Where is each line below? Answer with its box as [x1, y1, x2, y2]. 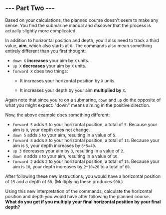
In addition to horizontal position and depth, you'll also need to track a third [5, 37, 160, 43]
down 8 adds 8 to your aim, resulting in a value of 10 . [12, 153, 119, 159]
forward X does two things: [12, 68, 68, 74]
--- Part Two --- [5, 4, 55, 12]
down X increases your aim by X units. [12, 57, 90, 64]
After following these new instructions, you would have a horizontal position [5, 173, 161, 179]
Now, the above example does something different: [5, 112, 110, 118]
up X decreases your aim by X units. [12, 63, 86, 69]
